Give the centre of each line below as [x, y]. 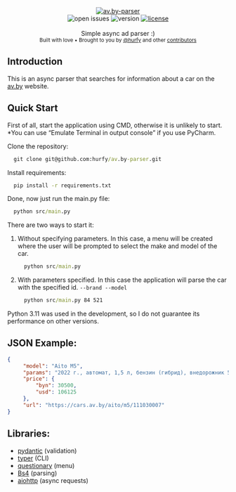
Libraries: [29, 434]
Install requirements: [37, 172]
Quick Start [33, 108]
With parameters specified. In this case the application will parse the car [122, 280]
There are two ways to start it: [51, 225]
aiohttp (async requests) [53, 480]
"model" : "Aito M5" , [53, 366]
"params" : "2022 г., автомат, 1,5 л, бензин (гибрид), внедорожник [124, 373]
